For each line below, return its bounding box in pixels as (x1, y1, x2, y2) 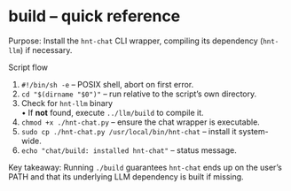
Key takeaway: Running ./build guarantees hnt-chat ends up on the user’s (8, 162, 283, 172)
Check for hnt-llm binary (20, 97, 113, 108)
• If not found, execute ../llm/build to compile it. (20, 107, 205, 118)
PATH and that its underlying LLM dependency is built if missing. (8, 171, 245, 182)
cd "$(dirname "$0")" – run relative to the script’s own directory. (20, 88, 257, 99)
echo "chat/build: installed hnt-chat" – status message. (20, 144, 237, 156)
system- (238, 126, 269, 136)
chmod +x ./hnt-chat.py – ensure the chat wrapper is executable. (20, 117, 261, 127)
